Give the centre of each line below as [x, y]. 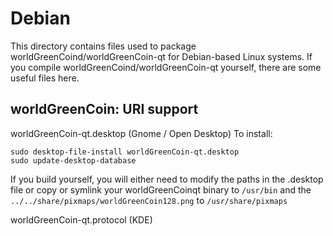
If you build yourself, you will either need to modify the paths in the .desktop [167, 179]
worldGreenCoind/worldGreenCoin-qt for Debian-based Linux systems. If [161, 56]
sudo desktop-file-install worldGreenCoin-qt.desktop [125, 152]
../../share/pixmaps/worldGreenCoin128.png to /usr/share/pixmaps [149, 200]
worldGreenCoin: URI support [104, 109]
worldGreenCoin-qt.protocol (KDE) [81, 219]
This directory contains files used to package [103, 46]
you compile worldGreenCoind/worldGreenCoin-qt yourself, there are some [166, 67]
